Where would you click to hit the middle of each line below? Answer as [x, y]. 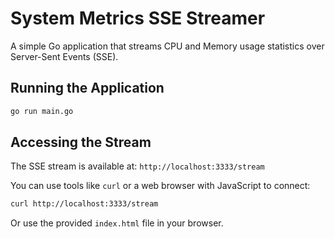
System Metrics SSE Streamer [138, 18]
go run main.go [42, 111]
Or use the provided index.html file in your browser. [117, 223]
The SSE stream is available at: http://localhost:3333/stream [137, 166]
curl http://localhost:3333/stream [84, 204]
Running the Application [87, 88]
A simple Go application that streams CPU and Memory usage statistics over [167, 46]
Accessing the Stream [81, 142]
